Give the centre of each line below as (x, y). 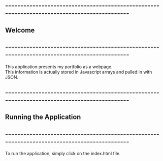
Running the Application (43, 117)
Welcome (20, 30)
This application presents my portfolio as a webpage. (59, 67)
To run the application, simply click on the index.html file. (63, 154)
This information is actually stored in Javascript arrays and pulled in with (79, 72)
